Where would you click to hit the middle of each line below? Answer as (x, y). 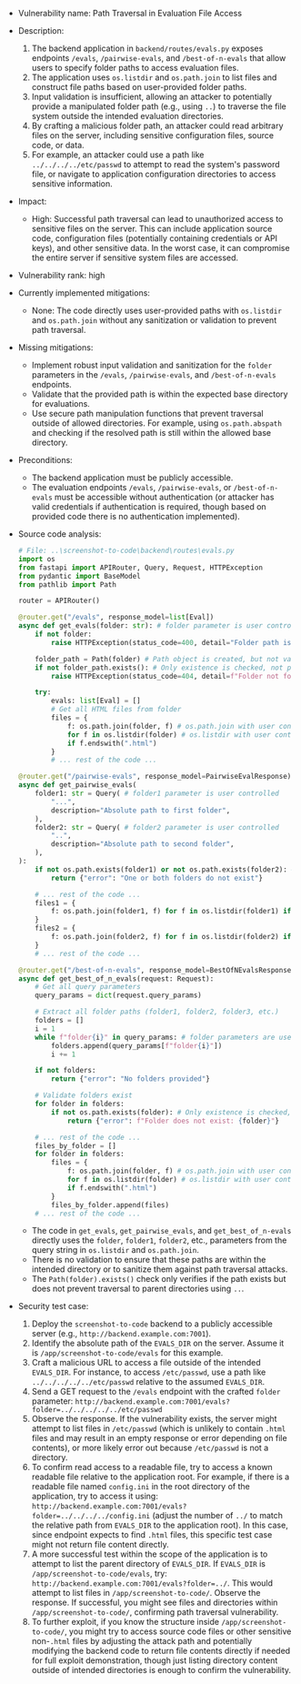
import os (37, 559)
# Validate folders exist (84, 1095)
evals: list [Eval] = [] (96, 701)
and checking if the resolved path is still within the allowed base (151, 433)
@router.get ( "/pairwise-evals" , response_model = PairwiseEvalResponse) (155, 777)
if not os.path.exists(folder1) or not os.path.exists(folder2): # (165, 869)
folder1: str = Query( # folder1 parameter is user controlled (157, 793)
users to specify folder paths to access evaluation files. (135, 68)
